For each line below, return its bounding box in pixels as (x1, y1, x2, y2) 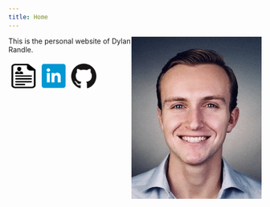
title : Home (8, 13, 48, 21)
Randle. (8, 44, 34, 54)
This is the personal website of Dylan (8, 36, 131, 46)
